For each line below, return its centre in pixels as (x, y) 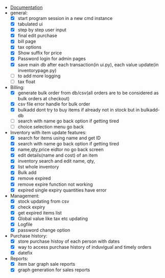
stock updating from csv (43, 201)
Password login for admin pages (52, 59)
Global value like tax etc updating (53, 218)
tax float (27, 81)
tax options (30, 47)
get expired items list (40, 212)
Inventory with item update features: (48, 132)
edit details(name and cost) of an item (58, 155)
